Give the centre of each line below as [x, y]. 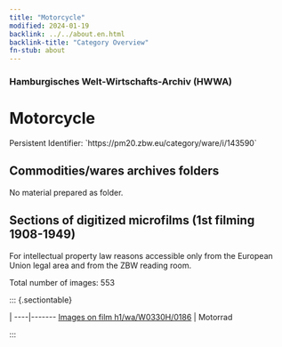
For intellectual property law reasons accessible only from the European [141, 255]
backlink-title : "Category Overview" [79, 42]
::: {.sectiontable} [41, 300]
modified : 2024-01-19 [49, 26]
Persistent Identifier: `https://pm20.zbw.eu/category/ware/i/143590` [133, 142]
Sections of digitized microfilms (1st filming [132, 220]
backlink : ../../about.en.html [67, 34]
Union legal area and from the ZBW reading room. [101, 265]
